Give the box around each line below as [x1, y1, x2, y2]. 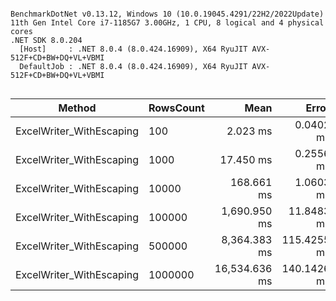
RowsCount [148, 101, 205, 115]
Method [58, 101, 97, 115]
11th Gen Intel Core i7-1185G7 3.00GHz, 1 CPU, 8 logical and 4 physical [10, 18, 325, 28]
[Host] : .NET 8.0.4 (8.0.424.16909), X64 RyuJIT [19, 44, 248, 54]
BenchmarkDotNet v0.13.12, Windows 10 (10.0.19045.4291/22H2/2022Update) [10, 9, 325, 19]
